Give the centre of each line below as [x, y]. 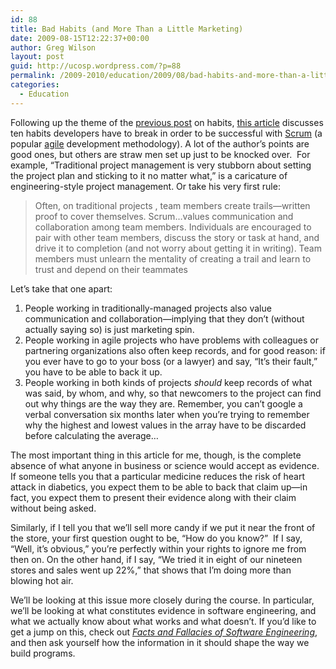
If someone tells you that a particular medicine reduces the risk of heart [158, 476]
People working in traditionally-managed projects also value [148, 308]
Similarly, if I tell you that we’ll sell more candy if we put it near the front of [163, 527]
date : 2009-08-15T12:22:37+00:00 [80, 38]
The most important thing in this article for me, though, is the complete [156, 455]
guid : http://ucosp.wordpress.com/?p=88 [96, 66]
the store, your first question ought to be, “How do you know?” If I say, [156, 538]
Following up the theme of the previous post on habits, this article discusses [167, 122]
